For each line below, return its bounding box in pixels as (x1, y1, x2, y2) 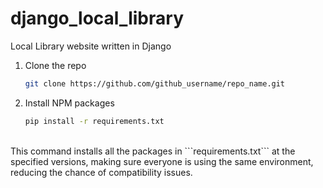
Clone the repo (24, 59, 87, 71)
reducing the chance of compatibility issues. (10, 166, 193, 178)
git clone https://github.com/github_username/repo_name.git (24, 78, 286, 89)
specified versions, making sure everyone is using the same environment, (10, 155, 314, 167)
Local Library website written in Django (10, 40, 172, 52)
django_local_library (10, 7, 184, 30)
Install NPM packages (24, 97, 115, 109)
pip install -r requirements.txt (24, 116, 165, 126)
